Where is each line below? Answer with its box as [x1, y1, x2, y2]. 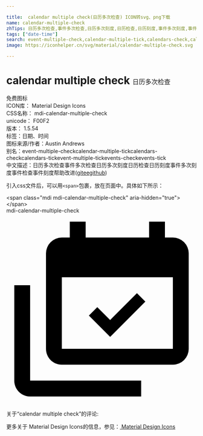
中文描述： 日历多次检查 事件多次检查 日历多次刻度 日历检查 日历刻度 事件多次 [6, 161, 192, 168]
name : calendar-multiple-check [6, 19, 85, 26]
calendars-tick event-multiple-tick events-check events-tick [21, 154, 167, 161]
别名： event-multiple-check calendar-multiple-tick [6, 147, 131, 154]
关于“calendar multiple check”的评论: [6, 410, 99, 417]
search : [6, 37, 26, 43]
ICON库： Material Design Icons [6, 102, 86, 109]
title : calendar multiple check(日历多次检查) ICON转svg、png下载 [6, 14, 170, 20]
